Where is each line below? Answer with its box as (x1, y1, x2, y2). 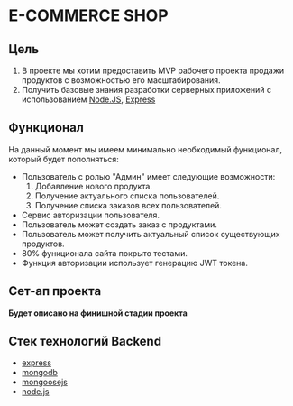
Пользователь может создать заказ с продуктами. (21, 218, 218, 230)
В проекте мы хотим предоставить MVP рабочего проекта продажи (21, 65, 285, 76)
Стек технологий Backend (8, 334, 162, 349)
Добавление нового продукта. (34, 180, 152, 191)
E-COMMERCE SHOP (8, 5, 169, 26)
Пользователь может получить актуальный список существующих (21, 228, 280, 239)
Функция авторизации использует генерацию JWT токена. (21, 257, 249, 268)
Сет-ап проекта (8, 283, 102, 299)
